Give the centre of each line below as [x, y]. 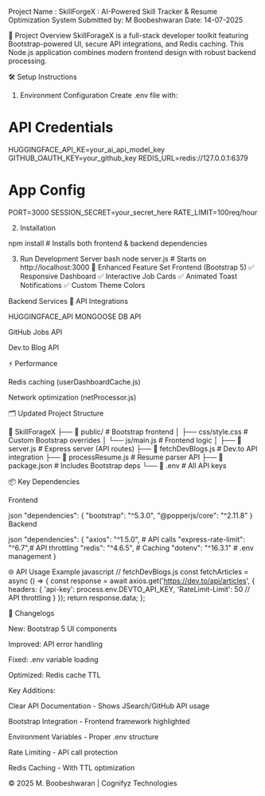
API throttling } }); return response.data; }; [77, 597]
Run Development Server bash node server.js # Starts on [113, 258]
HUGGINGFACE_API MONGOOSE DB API [75, 316]
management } [33, 556]
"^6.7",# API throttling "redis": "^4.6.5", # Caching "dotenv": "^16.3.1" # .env [131, 548]
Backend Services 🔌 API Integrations [68, 301]
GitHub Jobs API [35, 332]
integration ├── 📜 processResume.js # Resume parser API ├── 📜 [116, 457]
